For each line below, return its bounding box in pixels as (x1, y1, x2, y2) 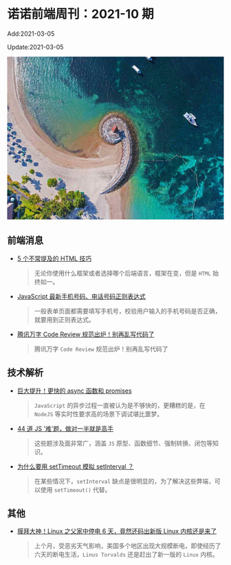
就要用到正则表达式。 (34, 315, 95, 324)
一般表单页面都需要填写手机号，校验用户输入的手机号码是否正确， (34, 307, 221, 315)
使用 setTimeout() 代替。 (40, 485, 111, 493)
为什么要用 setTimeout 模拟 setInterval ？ (16, 462, 134, 471)
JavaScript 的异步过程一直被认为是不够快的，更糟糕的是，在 (34, 401, 206, 409)
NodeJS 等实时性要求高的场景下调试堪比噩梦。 (34, 409, 164, 418)
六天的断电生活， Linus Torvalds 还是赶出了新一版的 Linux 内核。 (34, 551, 219, 559)
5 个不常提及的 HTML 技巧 (16, 254, 91, 263)
